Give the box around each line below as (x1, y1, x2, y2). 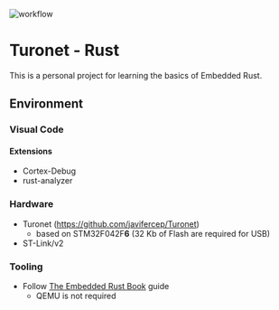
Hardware (9, 198, 54, 211)
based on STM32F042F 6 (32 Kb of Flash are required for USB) (35, 228, 271, 239)
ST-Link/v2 (22, 238, 64, 249)
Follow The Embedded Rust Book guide (22, 281, 170, 292)
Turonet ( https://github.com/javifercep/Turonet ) (22, 218, 200, 230)
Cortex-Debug (22, 165, 77, 176)
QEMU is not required (35, 290, 116, 302)
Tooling (9, 260, 43, 273)
